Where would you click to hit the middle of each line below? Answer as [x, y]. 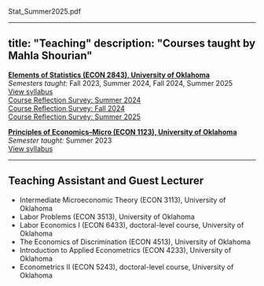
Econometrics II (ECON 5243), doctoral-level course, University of [126, 266]
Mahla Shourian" [50, 56]
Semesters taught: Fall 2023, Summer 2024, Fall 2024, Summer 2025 [121, 83]
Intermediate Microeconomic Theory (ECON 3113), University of [123, 199]
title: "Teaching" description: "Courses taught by [132, 44]
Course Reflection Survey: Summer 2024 [75, 100]
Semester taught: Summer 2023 [60, 140]
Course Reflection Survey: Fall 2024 [67, 108]
